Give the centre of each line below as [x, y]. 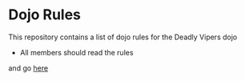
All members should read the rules [76, 52]
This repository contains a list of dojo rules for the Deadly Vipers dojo [123, 37]
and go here [28, 68]
